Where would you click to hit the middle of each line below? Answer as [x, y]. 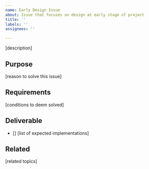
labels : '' [17, 24]
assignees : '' [20, 29]
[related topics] [21, 161]
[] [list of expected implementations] [51, 133]
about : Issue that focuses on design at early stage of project [75, 15]
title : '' [16, 19]
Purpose [19, 64]
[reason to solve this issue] [34, 76]
